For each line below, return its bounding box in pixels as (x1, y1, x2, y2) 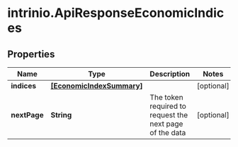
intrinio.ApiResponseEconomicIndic (7, 5, 225, 21)
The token (149, 93, 183, 102)
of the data (149, 128, 186, 137)
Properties (7, 48, 55, 60)
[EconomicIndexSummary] (50, 81, 143, 90)
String (50, 110, 72, 119)
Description (149, 69, 191, 78)
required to (149, 101, 186, 111)
